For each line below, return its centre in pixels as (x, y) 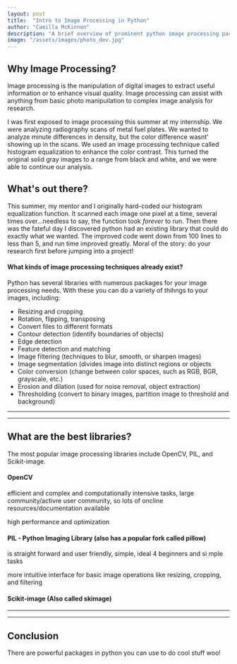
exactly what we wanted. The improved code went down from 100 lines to (115, 236)
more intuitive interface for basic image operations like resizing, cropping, (115, 575)
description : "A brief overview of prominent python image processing (113, 34)
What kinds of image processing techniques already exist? (95, 267)
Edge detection (39, 341)
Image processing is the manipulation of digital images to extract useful (111, 85)
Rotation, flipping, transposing (61, 319)
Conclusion (33, 636)
